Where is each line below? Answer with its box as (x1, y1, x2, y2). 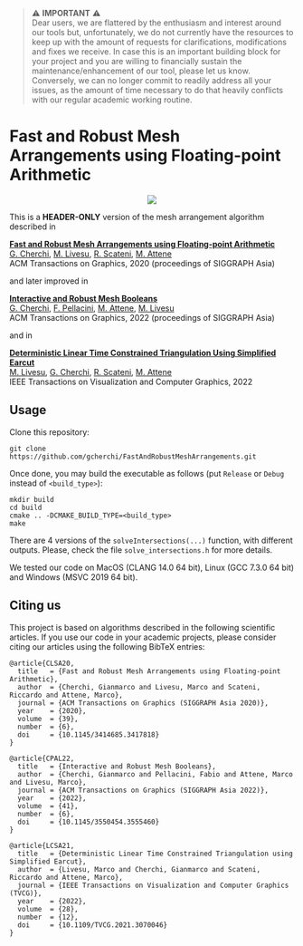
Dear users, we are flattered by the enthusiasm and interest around (31, 17, 282, 28)
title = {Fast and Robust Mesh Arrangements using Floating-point (17, 666, 281, 676)
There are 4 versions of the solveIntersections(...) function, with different (9, 535, 294, 545)
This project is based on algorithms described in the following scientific (9, 622, 276, 632)
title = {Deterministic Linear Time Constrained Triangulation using (17, 849, 294, 858)
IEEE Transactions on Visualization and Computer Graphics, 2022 (9, 376, 253, 387)
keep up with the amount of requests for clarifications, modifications (31, 36, 288, 47)
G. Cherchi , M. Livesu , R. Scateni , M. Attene (9, 248, 172, 259)
